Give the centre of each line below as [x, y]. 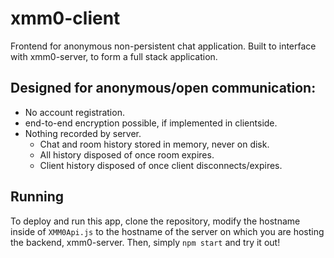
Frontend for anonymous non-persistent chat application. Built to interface [163, 46]
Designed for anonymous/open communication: [163, 88]
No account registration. [74, 112]
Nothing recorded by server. [83, 133]
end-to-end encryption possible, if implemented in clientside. [151, 123]
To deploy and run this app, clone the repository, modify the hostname [155, 221]
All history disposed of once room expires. [127, 154]
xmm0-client [65, 18]
